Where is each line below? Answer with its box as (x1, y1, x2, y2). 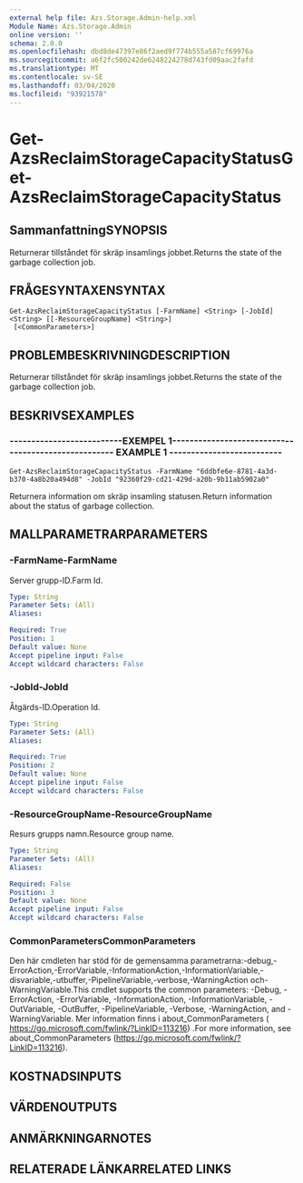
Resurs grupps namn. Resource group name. (9, 828, 175, 839)
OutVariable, (9, 1004, 56, 1015)
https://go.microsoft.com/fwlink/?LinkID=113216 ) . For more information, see (9, 1023, 292, 1034)
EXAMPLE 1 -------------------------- (115, 446, 283, 459)
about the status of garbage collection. (9, 500, 155, 511)
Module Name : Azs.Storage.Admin (9, 22, 132, 31)
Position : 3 (9, 887, 54, 897)
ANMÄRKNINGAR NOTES (9, 1130, 152, 1146)
